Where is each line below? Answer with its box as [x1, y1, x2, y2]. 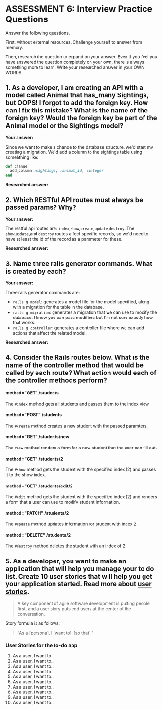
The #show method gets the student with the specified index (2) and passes [5, 467, 156, 473]
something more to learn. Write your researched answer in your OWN [5, 64, 145, 70]
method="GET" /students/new [5, 434, 70, 440]
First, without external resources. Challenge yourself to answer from [5, 39, 143, 45]
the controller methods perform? [5, 376, 108, 385]
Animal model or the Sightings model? [5, 122, 124, 130]
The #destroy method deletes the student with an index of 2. [5, 543, 127, 549]
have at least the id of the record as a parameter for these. [5, 236, 123, 242]
